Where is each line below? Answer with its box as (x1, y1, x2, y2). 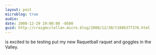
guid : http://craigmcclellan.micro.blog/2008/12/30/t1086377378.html (5, 26, 151, 30)
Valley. (5, 44, 19, 50)
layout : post (5, 7, 32, 12)
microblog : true (5, 12, 38, 17)
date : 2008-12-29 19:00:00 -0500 (5, 21, 74, 26)
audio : (5, 16, 19, 21)
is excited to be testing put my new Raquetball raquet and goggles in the (5, 39, 152, 45)
